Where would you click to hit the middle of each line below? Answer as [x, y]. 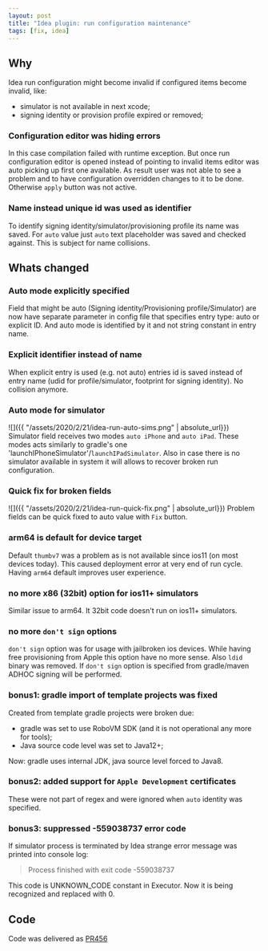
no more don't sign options [63, 631]
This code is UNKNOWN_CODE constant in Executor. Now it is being [121, 886]
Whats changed [49, 268]
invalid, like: [28, 91]
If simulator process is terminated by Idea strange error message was [123, 846]
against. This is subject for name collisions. [79, 242]
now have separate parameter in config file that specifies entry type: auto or [134, 317]
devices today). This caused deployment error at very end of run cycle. [126, 563]
